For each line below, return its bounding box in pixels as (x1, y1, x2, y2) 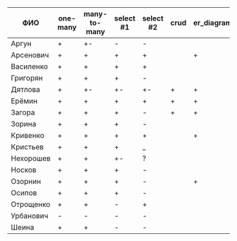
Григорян (11, 74, 43, 83)
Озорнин (11, 177, 41, 186)
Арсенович (11, 50, 49, 59)
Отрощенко (11, 199, 51, 209)
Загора (11, 107, 35, 117)
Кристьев (11, 142, 44, 151)
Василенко (11, 61, 48, 71)
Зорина (11, 119, 37, 129)
